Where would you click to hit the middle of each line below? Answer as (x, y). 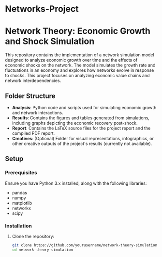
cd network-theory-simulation (43, 250)
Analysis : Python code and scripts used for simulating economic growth (84, 107)
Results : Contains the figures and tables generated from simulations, (81, 118)
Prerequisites (21, 173)
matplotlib (22, 203)
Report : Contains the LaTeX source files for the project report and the (81, 128)
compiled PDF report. (33, 133)
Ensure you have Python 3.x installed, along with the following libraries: (76, 183)
